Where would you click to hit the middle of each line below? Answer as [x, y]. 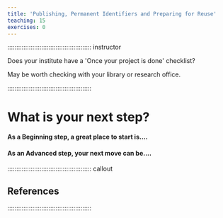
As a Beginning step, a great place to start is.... [78, 137]
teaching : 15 [27, 21]
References [33, 191]
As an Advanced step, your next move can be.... [80, 153]
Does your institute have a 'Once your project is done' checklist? [102, 61]
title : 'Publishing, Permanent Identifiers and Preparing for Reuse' [112, 14]
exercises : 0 [27, 27]
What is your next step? [79, 117]
